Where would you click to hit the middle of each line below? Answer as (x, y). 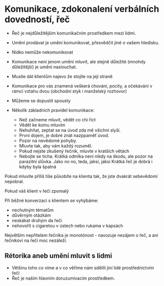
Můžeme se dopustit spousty (41, 100)
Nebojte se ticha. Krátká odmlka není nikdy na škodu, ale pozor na (86, 156)
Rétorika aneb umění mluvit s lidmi (58, 256)
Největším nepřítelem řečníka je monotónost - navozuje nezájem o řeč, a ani (82, 235)
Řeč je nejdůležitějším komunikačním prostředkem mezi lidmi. (74, 33)
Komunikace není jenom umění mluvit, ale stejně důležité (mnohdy (79, 61)
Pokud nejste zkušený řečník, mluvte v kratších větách (74, 151)
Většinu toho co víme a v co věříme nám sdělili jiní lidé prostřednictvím (83, 268)
